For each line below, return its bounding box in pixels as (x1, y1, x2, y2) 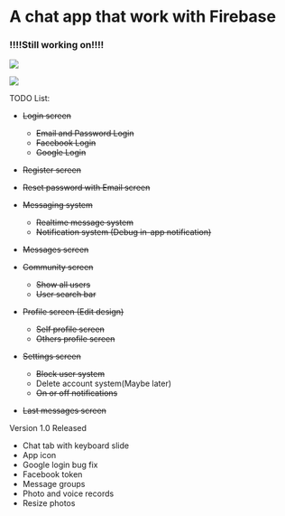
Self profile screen (35, 324, 106, 335)
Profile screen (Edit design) (22, 306, 124, 317)
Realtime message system (35, 217, 133, 228)
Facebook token (22, 469, 83, 480)
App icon (22, 450, 57, 461)
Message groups (22, 479, 86, 490)
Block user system (35, 369, 106, 380)
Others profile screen (35, 333, 115, 344)
